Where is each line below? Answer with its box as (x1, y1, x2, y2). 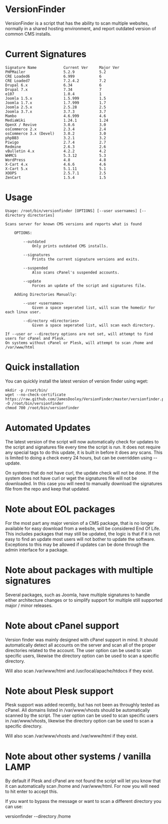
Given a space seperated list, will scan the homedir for (31, 305, 155, 310)
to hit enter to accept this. (5, 788, 58, 795)
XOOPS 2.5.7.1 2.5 (5, 170, 106, 175)
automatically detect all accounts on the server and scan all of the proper (5, 642, 156, 648)
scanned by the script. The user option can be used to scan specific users (5, 712, 158, 718)
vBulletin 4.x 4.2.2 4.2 (5, 148, 106, 154)
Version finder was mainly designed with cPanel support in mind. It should (5, 636, 158, 643)
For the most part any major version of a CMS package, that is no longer (5, 520, 154, 526)
